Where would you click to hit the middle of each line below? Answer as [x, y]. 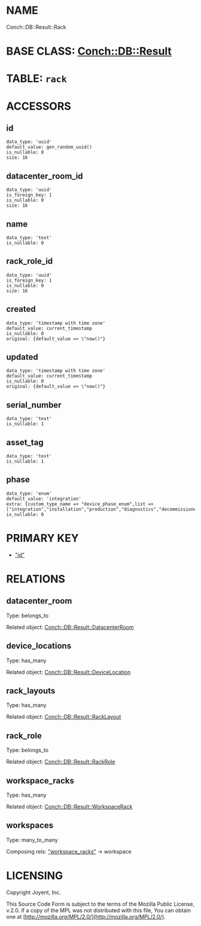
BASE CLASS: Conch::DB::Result [89, 51]
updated [22, 357]
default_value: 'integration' [44, 499]
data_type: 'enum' [29, 493]
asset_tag [25, 442]
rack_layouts [31, 691]
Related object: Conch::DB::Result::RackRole [61, 762]
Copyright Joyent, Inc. [33, 892]
